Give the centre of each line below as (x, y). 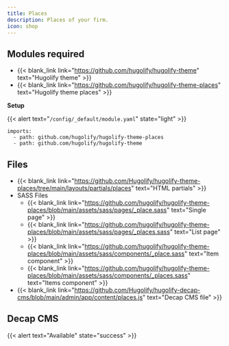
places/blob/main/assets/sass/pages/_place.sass (97, 210)
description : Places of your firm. (58, 20)
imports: (20, 132)
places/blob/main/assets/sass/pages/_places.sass (98, 232)
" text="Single (187, 210)
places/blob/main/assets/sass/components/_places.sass (108, 275)
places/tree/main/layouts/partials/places (74, 188)
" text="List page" (195, 232)
